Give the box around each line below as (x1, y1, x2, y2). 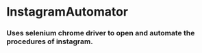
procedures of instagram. (6, 37, 93, 46)
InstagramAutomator (6, 4, 128, 20)
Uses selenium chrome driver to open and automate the (6, 29, 195, 38)
